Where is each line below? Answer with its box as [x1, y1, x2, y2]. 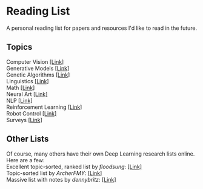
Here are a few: [6, 156, 45, 163]
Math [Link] [6, 84, 35, 91]
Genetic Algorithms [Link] [6, 71, 70, 78]
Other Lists [6, 134, 49, 144]
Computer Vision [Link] [6, 58, 64, 65]
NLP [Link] [6, 97, 33, 104]
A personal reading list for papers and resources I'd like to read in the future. [6, 24, 198, 32]
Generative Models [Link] [6, 64, 70, 72]
